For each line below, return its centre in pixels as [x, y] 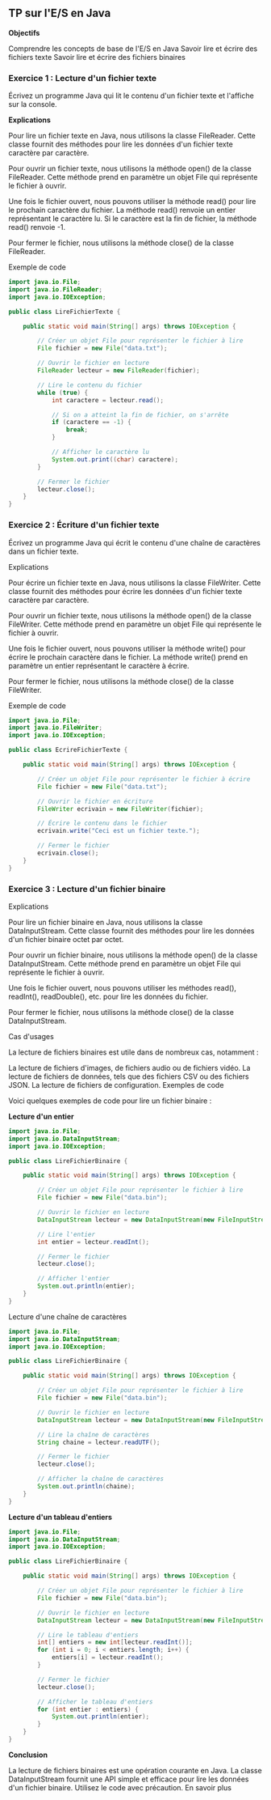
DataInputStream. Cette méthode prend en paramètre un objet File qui [125, 963]
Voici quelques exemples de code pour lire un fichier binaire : [110, 1101]
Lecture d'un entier [41, 1116]
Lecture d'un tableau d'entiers [60, 1517]
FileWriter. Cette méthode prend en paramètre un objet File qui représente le [135, 624]
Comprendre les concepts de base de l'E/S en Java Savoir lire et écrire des [133, 49]
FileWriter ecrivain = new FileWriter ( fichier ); [121, 809]
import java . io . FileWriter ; [56, 728]
